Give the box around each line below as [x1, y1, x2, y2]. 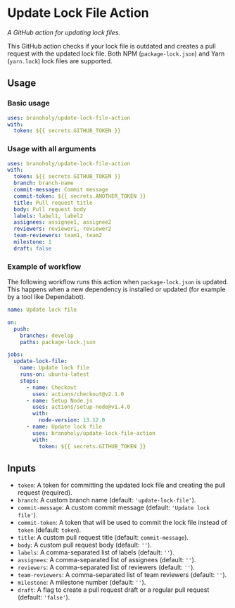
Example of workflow [7, 262, 82, 272]
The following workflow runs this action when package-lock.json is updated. [7, 278, 229, 286]
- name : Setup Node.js [25, 397, 93, 404]
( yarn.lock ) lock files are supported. [7, 56, 113, 65]
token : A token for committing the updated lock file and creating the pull [17, 481, 226, 490]
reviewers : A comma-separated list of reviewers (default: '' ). [17, 563, 196, 571]
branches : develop [20, 332, 74, 339]
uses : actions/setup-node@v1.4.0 [32, 403, 131, 411]
